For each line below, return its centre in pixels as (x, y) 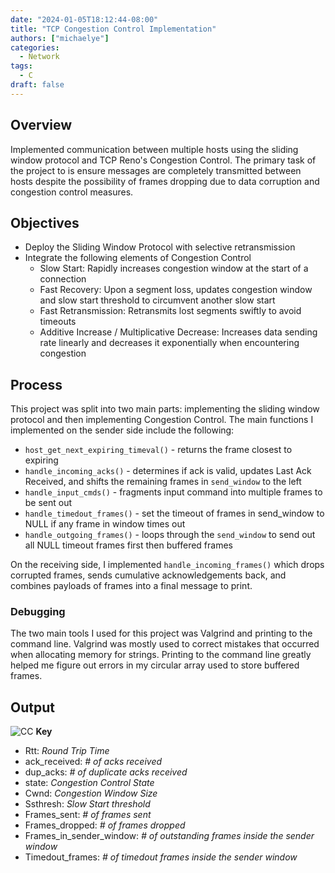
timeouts (58, 322)
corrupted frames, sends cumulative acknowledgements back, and (148, 575)
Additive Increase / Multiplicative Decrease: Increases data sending (178, 332)
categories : (35, 47)
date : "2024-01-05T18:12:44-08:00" (84, 19)
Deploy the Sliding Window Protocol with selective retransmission (160, 247)
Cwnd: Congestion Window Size (91, 793)
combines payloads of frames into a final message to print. (131, 586)
